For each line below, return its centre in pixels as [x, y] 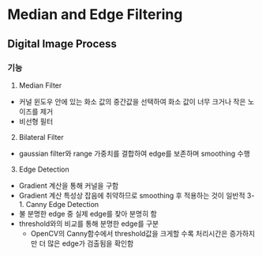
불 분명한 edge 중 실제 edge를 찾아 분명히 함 [88, 213]
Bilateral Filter [41, 137]
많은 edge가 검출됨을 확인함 [91, 243]
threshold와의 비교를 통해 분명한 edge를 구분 [89, 224]
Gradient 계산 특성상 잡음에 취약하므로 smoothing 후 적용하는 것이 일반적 [132, 195]
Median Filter [40, 85]
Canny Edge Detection [62, 204]
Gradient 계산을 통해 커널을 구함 [69, 185]
